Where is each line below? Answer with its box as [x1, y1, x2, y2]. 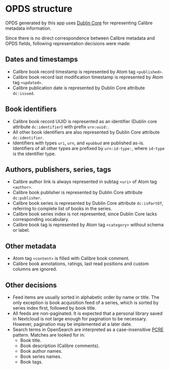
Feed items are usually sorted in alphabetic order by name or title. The [12, 294, 160, 300]
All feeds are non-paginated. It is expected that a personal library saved [12, 310, 163, 316]
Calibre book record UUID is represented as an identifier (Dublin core [12, 118, 157, 124]
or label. [12, 227, 30, 233]
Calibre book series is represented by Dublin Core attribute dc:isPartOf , [12, 200, 163, 206]
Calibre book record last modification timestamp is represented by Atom [12, 74, 163, 80]
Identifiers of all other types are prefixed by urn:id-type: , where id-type [12, 145, 165, 151]
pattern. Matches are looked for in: [12, 332, 85, 338]
